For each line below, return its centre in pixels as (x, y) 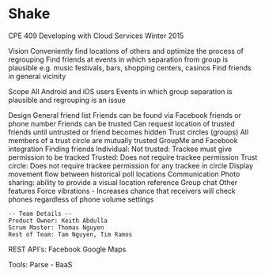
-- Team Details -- (40, 214)
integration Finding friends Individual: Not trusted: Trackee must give (120, 149)
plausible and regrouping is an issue (67, 100)
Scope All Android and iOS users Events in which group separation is (120, 91)
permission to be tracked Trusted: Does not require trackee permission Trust (133, 157)
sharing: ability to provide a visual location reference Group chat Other (123, 182)
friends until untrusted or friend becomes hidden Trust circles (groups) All (129, 132)
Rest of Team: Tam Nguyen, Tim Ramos (70, 234)
